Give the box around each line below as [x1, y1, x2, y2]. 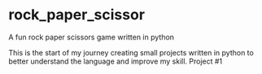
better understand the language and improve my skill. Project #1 [8, 56, 223, 66]
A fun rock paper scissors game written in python [8, 32, 175, 42]
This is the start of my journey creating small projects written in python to [8, 47, 254, 57]
